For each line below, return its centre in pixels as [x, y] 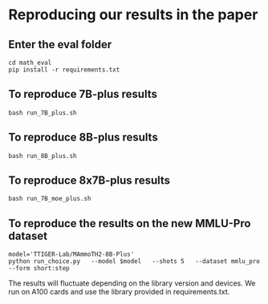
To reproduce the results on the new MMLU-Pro [130, 223]
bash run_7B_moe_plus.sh [50, 199]
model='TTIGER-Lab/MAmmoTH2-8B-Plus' [71, 254]
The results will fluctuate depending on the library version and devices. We [132, 283]
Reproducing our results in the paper [133, 15]
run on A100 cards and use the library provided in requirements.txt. [119, 292]
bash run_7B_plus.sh [43, 113]
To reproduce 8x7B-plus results [89, 181]
